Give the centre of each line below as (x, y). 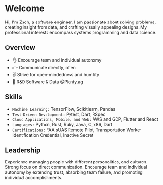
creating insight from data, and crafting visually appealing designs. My (76, 27)
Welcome (25, 9)
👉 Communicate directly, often (44, 67)
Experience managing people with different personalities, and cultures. (76, 162)
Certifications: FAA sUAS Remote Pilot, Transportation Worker (77, 130)
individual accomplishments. (34, 178)
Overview (20, 48)
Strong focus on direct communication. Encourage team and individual (76, 167)
